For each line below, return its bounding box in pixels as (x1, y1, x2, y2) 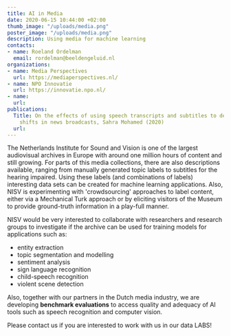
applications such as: (7, 230, 67, 238)
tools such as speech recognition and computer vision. (7, 308, 163, 316)
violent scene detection (16, 280, 84, 289)
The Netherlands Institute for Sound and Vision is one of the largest (7, 144, 198, 152)
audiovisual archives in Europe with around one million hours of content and (7, 151, 222, 159)
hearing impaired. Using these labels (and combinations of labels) (7, 173, 194, 181)
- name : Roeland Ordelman (7, 49, 81, 56)
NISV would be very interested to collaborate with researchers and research (7, 216, 222, 224)
